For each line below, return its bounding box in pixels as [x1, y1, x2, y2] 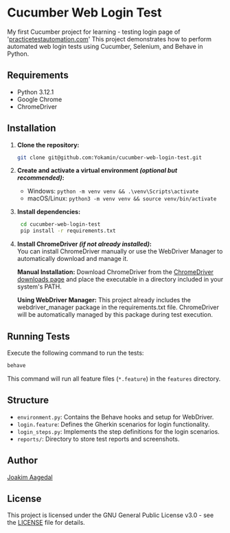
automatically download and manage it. [16, 255, 128, 263]
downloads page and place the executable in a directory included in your [16, 275, 224, 284]
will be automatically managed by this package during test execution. [16, 311, 213, 319]
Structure [7, 395, 49, 406]
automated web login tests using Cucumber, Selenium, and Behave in [7, 42, 203, 50]
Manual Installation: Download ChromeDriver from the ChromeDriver [16, 268, 214, 276]
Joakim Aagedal [7, 473, 53, 481]
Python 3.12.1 [16, 87, 54, 96]
